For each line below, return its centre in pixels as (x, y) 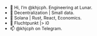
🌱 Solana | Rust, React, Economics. (46, 18)
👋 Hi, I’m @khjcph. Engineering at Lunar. (51, 8)
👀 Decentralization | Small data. (42, 13)
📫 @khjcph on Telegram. (36, 28)
